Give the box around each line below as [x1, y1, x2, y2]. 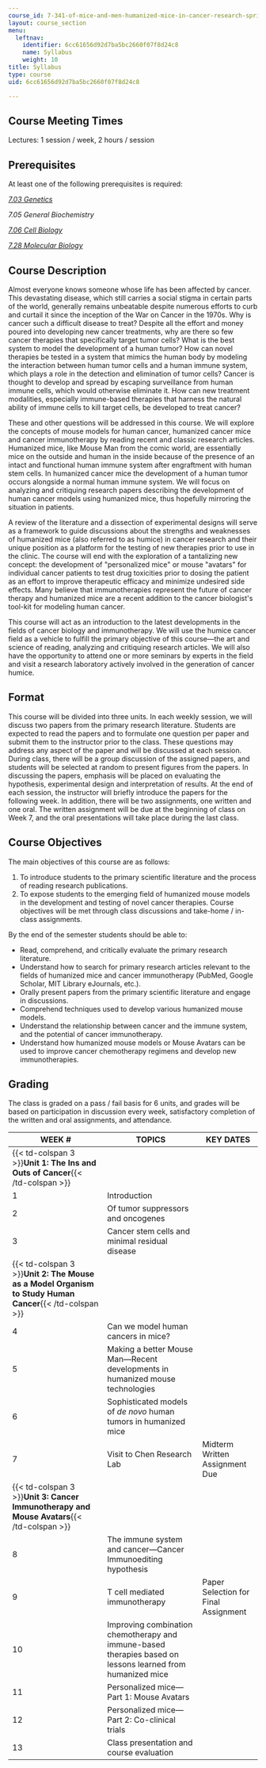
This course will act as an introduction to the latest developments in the [8, 617, 241, 626]
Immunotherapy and [12, 1502, 91, 1513]
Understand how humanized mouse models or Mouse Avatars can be [19, 1038, 245, 1047]
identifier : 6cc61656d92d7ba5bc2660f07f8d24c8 [22, 41, 179, 49]
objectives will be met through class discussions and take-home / [19, 905, 234, 916]
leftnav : [15, 33, 44, 42]
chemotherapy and [106, 1629, 178, 1640]
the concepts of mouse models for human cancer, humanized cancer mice [8, 426, 252, 436]
